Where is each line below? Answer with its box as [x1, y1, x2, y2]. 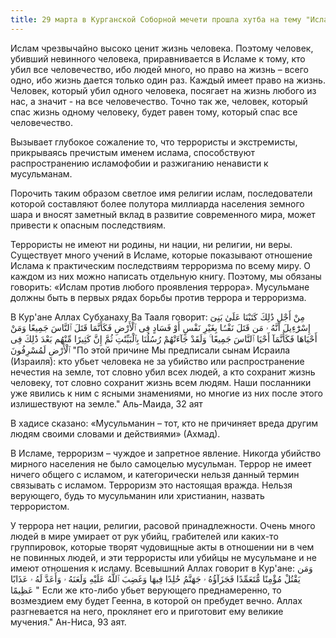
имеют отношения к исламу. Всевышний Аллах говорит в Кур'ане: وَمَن [10, 562, 313, 574]
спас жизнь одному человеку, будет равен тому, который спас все [10, 106, 298, 118]
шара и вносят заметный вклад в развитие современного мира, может [10, 208, 316, 220]
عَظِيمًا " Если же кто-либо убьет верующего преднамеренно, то [10, 584, 282, 596]
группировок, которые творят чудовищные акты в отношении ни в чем [10, 541, 315, 553]
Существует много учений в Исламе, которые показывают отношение [10, 249, 313, 261]
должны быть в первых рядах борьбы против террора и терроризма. [10, 291, 307, 303]
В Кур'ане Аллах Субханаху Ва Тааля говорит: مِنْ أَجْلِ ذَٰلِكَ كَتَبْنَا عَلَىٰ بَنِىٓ [10, 311, 305, 323]
